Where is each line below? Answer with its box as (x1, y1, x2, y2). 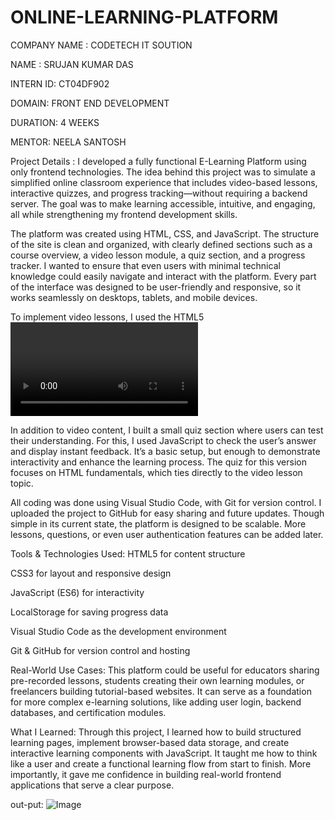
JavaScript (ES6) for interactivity (10, 586, 145, 598)
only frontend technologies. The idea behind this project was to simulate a (10, 166, 316, 178)
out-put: (10, 798, 44, 810)
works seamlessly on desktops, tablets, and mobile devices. (10, 291, 258, 303)
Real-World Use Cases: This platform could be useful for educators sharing (10, 664, 320, 676)
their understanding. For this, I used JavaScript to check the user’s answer (10, 434, 317, 446)
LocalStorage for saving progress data (10, 606, 169, 618)
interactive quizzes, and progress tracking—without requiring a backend (10, 187, 308, 199)
